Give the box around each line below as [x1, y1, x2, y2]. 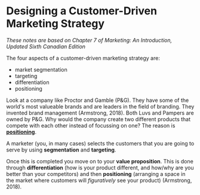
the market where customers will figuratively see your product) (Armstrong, [6, 177, 192, 184]
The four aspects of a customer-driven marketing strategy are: [6, 54, 160, 61]
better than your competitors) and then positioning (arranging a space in [6, 170, 186, 177]
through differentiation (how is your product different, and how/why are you [6, 164, 194, 171]
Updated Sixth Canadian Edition [6, 43, 85, 50]
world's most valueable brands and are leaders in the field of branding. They [6, 103, 195, 110]
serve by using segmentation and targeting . [6, 146, 116, 153]
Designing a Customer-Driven [6, 4, 157, 18]
